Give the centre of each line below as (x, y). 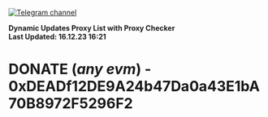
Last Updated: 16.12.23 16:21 (57, 37)
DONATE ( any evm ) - (80, 69)
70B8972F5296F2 (71, 104)
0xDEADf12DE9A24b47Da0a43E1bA (134, 87)
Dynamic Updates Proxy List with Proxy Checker (92, 28)
